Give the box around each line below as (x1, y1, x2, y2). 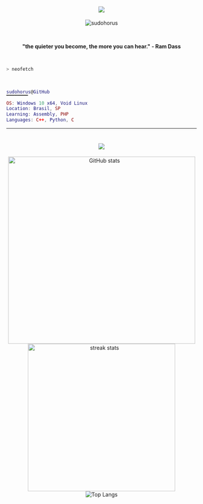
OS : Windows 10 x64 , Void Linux (6, 100, 88, 106)
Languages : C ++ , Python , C (6, 117, 74, 123)
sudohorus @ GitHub (6, 88, 50, 95)
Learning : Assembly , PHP (6, 111, 69, 117)
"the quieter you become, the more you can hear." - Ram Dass (22, 42, 181, 50)
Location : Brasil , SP (6, 106, 61, 112)
